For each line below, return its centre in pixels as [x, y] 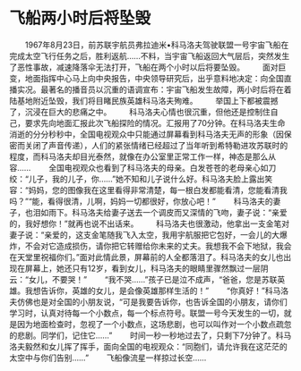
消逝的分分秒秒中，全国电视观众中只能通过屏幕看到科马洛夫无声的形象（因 [146, 134]
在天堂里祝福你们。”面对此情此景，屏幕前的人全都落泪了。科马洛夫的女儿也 [146, 257]
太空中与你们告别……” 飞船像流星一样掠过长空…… [108, 358]
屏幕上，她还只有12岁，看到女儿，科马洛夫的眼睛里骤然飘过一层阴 [146, 268]
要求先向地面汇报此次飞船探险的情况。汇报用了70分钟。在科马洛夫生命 [155, 122]
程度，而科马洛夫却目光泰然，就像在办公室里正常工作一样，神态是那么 [139, 156]
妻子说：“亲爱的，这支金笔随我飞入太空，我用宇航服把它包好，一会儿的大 [145, 234]
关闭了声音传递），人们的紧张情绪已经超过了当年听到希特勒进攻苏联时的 [156, 145]
